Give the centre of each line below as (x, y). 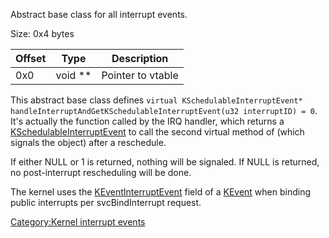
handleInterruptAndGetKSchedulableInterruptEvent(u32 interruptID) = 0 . (164, 110)
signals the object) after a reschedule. (88, 142)
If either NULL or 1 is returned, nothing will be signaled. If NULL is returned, (165, 162)
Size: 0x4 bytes (42, 33)
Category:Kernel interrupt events (78, 222)
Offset (31, 58)
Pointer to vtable (140, 75)
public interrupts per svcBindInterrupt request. (106, 202)
